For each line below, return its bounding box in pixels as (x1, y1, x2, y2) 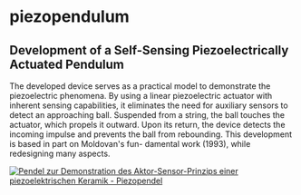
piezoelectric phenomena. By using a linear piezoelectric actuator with (9, 91, 273, 101)
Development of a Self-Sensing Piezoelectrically (9, 43, 289, 58)
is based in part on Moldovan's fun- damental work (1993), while (9, 139, 251, 149)
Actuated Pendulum (9, 56, 124, 72)
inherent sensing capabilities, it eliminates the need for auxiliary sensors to (9, 100, 288, 111)
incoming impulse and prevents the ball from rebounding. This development (9, 129, 293, 140)
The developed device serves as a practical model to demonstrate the (9, 81, 271, 92)
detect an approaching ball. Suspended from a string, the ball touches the (9, 110, 286, 120)
